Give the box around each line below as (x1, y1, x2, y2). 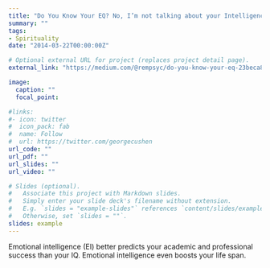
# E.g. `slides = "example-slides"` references (8, 204, 178, 213)
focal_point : (15, 93, 59, 101)
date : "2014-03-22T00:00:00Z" (8, 42, 110, 50)
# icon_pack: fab (8, 122, 70, 131)
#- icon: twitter (8, 115, 67, 123)
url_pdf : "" (8, 152, 48, 161)
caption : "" (15, 85, 56, 93)
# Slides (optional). (8, 182, 81, 190)
